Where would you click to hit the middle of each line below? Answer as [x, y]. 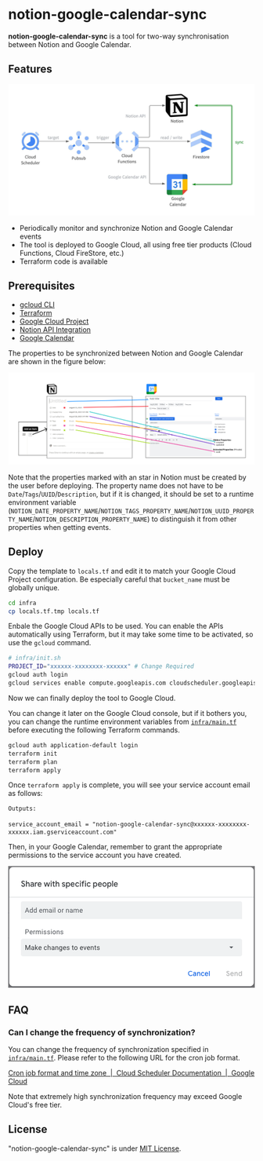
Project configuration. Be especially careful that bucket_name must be [119, 579]
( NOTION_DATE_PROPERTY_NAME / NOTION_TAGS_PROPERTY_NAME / [100, 510]
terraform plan [33, 762]
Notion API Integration [55, 330]
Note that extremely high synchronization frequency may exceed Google [125, 1097]
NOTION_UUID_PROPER [222, 511]
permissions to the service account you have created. [95, 855]
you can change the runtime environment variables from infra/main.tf [122, 721]
